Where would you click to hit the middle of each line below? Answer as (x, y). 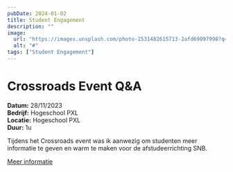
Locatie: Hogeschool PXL (44, 120)
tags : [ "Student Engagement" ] (51, 52)
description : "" (31, 26)
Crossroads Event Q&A (75, 86)
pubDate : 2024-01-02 (37, 13)
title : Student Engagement (46, 20)
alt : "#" (26, 46)
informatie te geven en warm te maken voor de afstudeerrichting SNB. (107, 148)
